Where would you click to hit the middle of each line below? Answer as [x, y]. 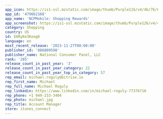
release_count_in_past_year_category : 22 [48, 68]
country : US [17, 32]
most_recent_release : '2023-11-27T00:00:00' [51, 46]
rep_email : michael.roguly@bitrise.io [44, 77]
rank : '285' [17, 59]
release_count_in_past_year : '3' [39, 64]
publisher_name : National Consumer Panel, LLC [53, 55]
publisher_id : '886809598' [32, 50]
